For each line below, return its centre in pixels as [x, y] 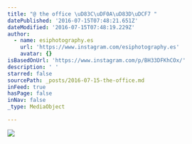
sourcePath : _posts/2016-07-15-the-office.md [76, 80]
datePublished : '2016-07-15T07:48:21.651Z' [73, 21]
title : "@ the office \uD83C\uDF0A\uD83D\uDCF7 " [82, 14]
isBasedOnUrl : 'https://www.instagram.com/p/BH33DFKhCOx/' [97, 61]
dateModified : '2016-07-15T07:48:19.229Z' [71, 27]
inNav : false [27, 101]
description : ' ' [33, 67]
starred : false [30, 73]
